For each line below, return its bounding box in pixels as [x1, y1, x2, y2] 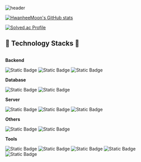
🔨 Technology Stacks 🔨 [5, 39, 80, 48]
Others [5, 116, 20, 122]
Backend [5, 57, 24, 63]
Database [5, 77, 26, 83]
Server [5, 96, 20, 103]
